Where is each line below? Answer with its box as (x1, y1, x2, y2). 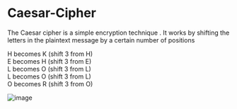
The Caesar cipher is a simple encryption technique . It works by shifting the (7, 28, 230, 37)
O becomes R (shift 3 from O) (7, 79, 93, 88)
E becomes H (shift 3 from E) (7, 57, 92, 65)
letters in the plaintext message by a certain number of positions (7, 35, 195, 44)
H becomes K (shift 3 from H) (7, 50, 93, 58)
